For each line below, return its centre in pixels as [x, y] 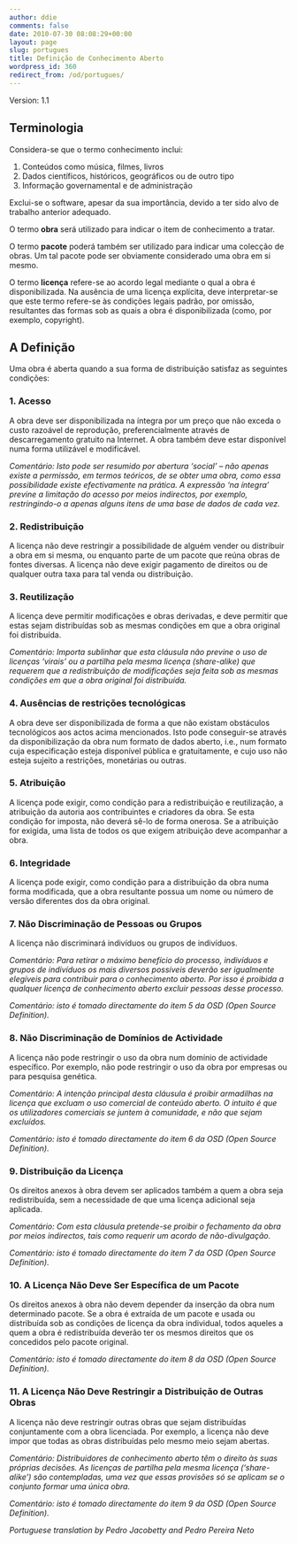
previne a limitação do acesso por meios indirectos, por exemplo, [129, 494]
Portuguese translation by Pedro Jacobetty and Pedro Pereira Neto [132, 1530]
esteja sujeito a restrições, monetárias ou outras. [98, 760]
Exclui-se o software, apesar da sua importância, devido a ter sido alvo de [144, 202]
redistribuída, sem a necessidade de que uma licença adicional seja [132, 1200]
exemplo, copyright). [47, 320]
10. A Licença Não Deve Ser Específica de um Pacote [124, 1285]
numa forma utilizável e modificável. [75, 449]
